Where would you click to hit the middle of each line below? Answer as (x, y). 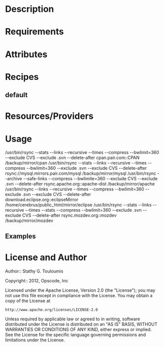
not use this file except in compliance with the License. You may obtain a (79, 295)
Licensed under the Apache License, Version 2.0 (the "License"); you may (80, 290)
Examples (20, 236)
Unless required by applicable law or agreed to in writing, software (73, 319)
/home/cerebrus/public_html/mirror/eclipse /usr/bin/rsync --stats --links (78, 205)
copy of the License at (28, 301)
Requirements (34, 32)
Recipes (22, 77)
